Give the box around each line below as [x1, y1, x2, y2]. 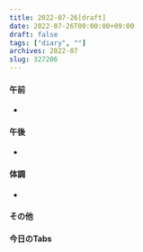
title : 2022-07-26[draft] [9, 13, 106, 22]
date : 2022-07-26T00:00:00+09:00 [9, 22, 135, 31]
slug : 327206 [9, 55, 58, 64]
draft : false [9, 30, 58, 39]
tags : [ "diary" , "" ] [9, 38, 87, 48]
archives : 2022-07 [9, 47, 78, 56]
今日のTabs [9, 233, 52, 244]
